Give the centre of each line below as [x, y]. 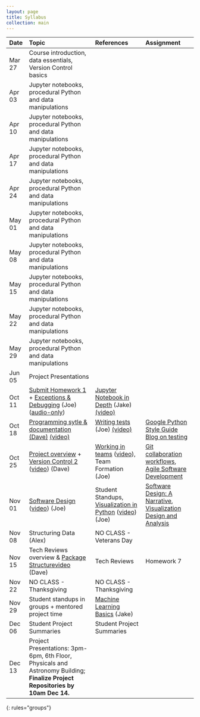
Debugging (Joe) [53, 405]
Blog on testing [166, 437]
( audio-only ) [47, 413]
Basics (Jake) [114, 614]
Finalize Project [51, 678]
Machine [107, 599]
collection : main [28, 23]
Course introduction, [57, 53]
